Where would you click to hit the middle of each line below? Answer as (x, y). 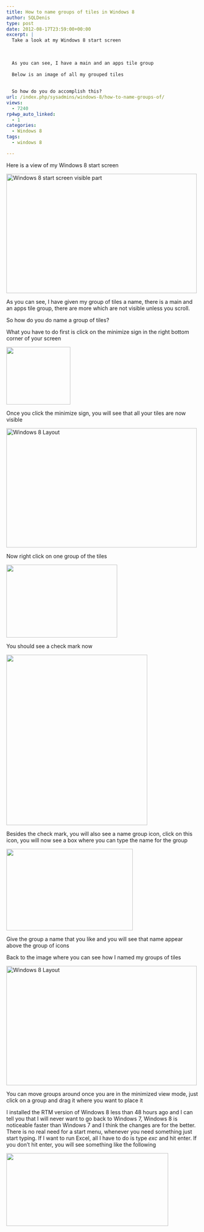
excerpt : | (20, 35)
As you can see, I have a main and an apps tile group (83, 63)
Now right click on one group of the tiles (57, 556)
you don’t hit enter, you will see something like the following (81, 1144)
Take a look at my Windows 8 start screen (66, 40)
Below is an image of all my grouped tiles (68, 74)
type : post (20, 23)
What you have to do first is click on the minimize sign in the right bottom (98, 332)
